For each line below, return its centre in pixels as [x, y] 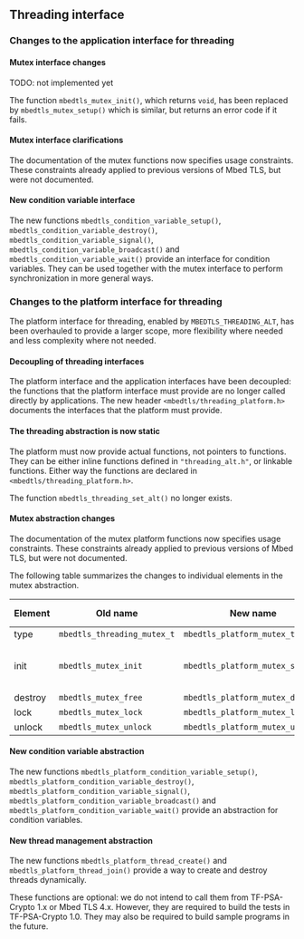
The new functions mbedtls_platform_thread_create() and [119, 861]
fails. [19, 119]
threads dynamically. [48, 880]
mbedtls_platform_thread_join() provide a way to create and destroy [138, 870]
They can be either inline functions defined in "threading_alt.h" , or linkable [151, 460]
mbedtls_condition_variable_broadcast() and [95, 249]
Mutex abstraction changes [62, 518]
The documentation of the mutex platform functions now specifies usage [145, 538]
